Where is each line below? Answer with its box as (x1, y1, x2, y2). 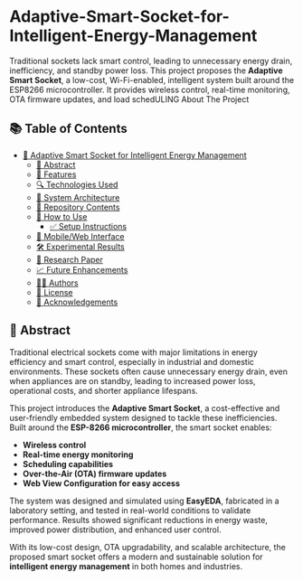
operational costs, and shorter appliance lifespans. (9, 385, 199, 396)
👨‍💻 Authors (35, 277, 79, 288)
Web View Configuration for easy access (22, 477, 181, 489)
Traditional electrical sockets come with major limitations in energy (9, 346, 258, 358)
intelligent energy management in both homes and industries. (9, 560, 243, 571)
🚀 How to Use (35, 211, 88, 222)
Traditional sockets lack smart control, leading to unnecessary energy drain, (9, 55, 293, 66)
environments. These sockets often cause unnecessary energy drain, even (9, 366, 288, 377)
